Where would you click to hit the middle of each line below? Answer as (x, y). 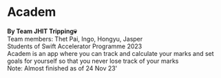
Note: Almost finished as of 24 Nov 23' (62, 68)
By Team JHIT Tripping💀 (42, 31)
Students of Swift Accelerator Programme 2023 (75, 46)
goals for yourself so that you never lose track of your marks (93, 61)
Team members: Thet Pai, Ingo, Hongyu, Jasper (75, 39)
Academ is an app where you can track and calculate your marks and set (111, 53)
